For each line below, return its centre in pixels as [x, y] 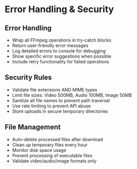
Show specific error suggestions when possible [62, 56]
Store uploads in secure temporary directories [60, 111]
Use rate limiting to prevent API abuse [51, 106]
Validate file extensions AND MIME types [55, 90]
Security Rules [28, 78]
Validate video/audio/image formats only [54, 161]
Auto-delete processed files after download [57, 139]
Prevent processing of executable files [52, 155]
